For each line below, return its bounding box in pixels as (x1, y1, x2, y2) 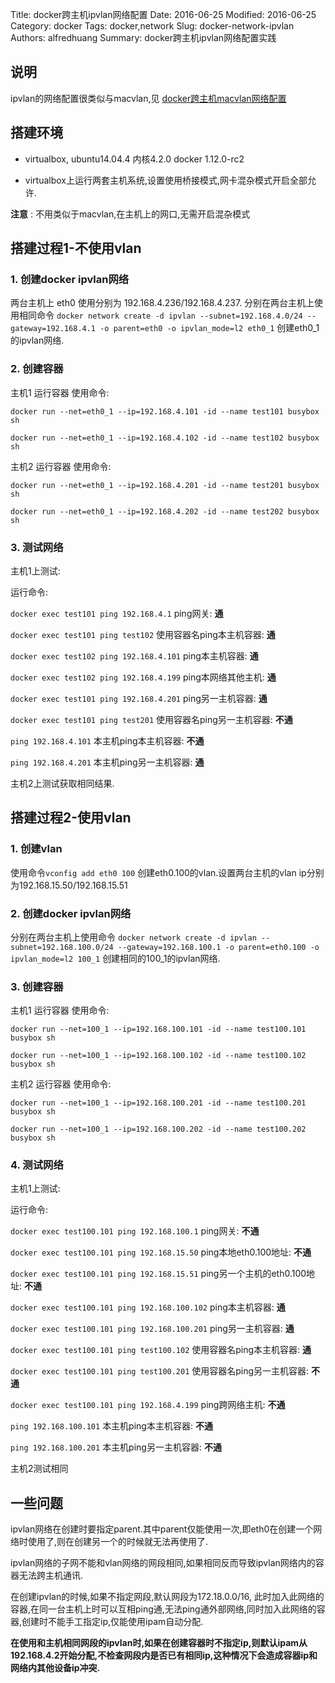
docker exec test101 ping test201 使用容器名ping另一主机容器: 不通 (10, 713, 293, 725)
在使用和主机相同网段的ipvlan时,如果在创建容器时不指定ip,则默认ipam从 (10, 1637, 308, 1649)
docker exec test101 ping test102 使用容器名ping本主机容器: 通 (10, 628, 276, 640)
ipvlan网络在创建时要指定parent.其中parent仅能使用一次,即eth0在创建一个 (10, 1523, 314, 1535)
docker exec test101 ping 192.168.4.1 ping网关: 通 (10, 607, 224, 619)
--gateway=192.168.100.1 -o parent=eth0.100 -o (117, 942, 320, 952)
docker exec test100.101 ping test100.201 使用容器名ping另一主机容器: (10, 1365, 310, 1377)
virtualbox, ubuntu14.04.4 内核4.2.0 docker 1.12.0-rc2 (24, 153, 245, 165)
